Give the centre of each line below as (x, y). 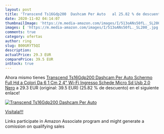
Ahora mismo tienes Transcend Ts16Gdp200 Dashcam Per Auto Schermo (79, 78)
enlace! (12, 93)
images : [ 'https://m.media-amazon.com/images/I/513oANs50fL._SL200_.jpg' (83, 28)
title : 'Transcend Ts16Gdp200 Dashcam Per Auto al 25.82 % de (73, 14)
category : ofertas (24, 37)
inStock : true (20, 64)
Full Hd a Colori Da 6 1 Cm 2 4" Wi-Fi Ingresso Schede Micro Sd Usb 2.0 (78, 83)
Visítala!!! (14, 112)
